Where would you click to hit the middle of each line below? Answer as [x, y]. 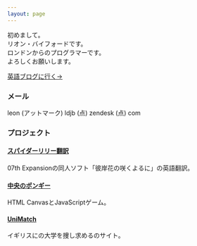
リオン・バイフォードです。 [47, 44]
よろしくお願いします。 [41, 61]
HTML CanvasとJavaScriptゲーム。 [59, 202]
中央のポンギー [29, 185]
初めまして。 [26, 35]
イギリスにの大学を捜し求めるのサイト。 [66, 235]
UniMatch [22, 219]
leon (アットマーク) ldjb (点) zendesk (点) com [74, 113]
